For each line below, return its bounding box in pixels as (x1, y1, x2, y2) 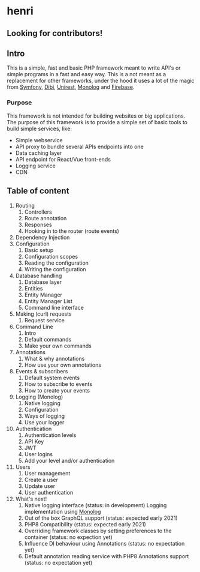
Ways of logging (24, 412, 65, 420)
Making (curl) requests (15, 310, 72, 318)
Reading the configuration (24, 259, 89, 266)
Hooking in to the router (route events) (24, 227, 119, 235)
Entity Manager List (24, 297, 72, 304)
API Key (24, 438, 44, 445)
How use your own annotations (24, 361, 101, 369)
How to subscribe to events (24, 380, 92, 388)
